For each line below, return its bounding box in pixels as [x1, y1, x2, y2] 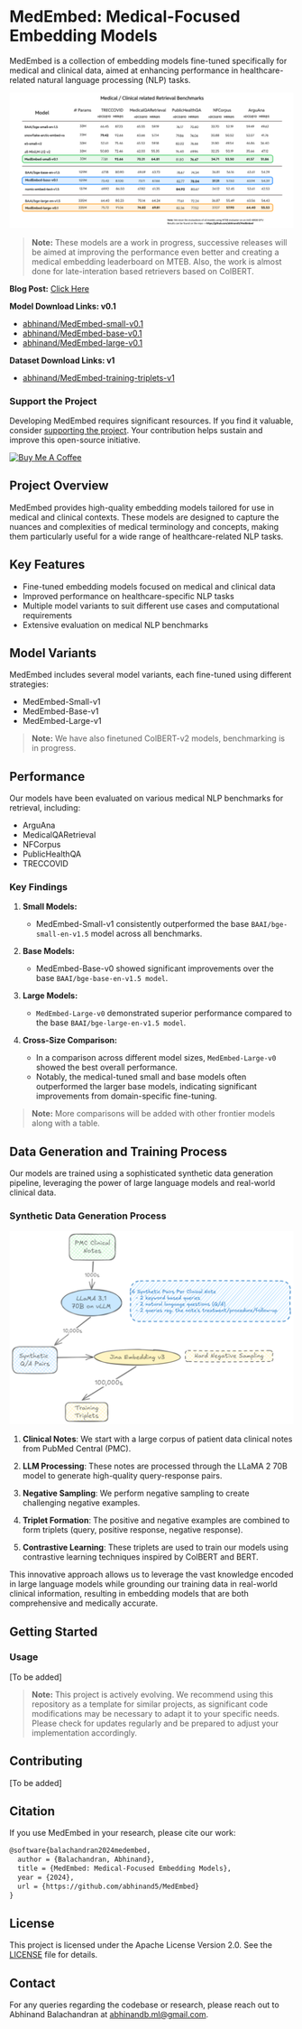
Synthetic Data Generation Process [9, 1209, 167, 1222]
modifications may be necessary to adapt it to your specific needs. [31, 1708, 279, 1719]
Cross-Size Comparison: [22, 1035, 117, 1046]
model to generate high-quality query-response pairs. [22, 1470, 223, 1481]
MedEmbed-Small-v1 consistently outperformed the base [35, 919, 250, 930]
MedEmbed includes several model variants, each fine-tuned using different [9, 670, 292, 681]
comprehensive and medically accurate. [9, 1598, 159, 1608]
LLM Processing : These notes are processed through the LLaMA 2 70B [22, 1460, 288, 1472]
